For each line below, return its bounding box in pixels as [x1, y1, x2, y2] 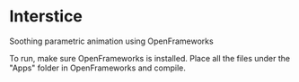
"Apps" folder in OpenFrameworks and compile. [9, 62, 186, 73]
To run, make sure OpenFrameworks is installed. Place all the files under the [9, 53, 290, 63]
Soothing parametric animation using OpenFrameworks [9, 36, 214, 46]
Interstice [9, 6, 84, 27]
